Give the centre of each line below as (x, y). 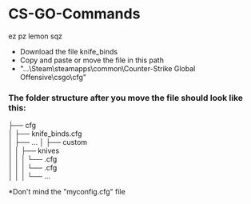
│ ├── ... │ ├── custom (48, 142)
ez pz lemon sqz (35, 36)
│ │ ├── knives (34, 151)
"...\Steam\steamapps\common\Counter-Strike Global (108, 68)
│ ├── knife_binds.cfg (45, 134)
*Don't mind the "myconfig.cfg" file (67, 192)
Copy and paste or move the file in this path (92, 60)
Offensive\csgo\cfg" (53, 77)
